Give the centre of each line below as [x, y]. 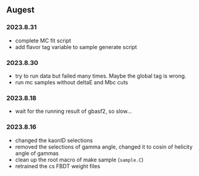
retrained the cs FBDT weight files [58, 166]
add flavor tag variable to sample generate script [76, 47]
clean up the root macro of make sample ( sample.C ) [79, 160]
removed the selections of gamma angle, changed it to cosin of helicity [104, 147]
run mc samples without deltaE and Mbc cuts [72, 82]
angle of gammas [37, 153]
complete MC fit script [43, 40]
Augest [20, 10]
